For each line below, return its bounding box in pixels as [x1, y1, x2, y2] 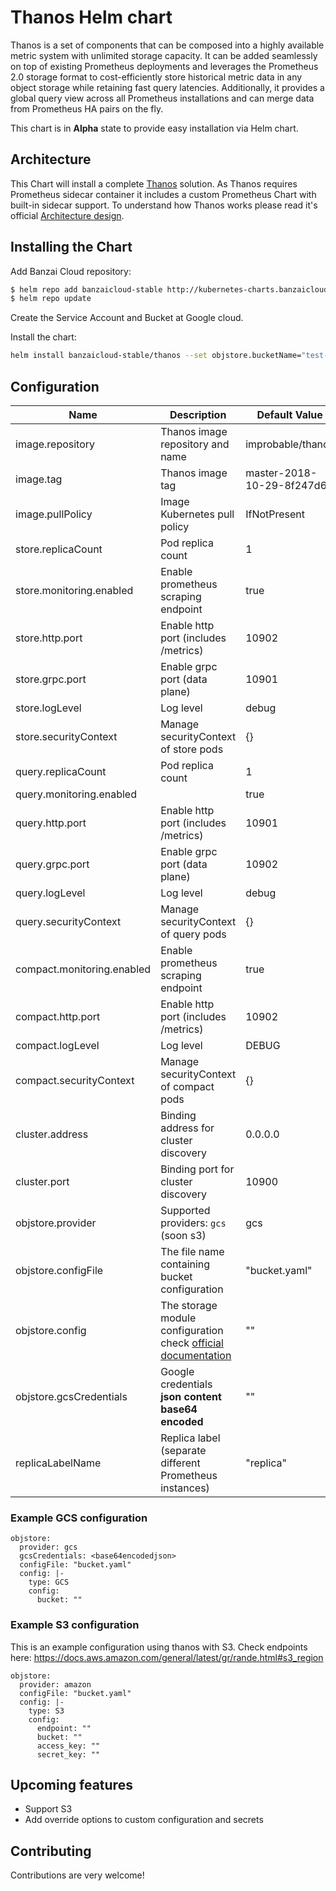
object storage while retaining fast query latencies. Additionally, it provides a [10, 81, 325, 93]
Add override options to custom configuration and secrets [24, 1814, 264, 1826]
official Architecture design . [10, 209, 125, 221]
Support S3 [24, 1803, 73, 1815]
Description [169, 408, 227, 421]
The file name [160, 1245, 225, 1258]
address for [160, 1121, 215, 1135]
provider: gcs [19, 1542, 78, 1553]
